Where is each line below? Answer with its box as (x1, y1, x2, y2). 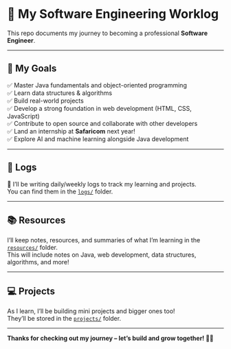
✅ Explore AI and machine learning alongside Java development (7, 134, 189, 143)
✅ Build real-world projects (7, 96, 84, 105)
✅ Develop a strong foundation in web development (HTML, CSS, (7, 104, 192, 112)
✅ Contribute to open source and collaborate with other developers (7, 119, 198, 127)
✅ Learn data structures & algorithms (7, 89, 112, 97)
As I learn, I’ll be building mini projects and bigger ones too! (7, 307, 175, 315)
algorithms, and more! (7, 258, 70, 266)
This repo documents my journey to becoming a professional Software (7, 29, 208, 37)
